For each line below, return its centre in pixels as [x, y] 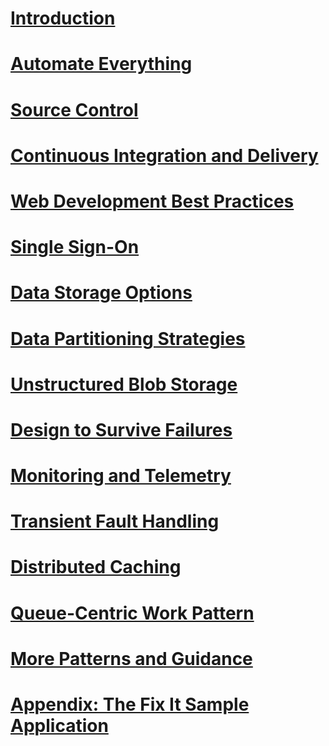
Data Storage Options [101, 293]
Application [59, 726]
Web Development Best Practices [152, 201]
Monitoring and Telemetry [121, 476]
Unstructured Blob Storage [124, 384]
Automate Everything [101, 64]
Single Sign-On [75, 247]
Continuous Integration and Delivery [164, 155]
